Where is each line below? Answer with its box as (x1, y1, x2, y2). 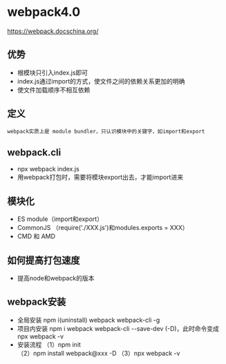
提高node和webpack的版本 (17, 274, 95, 282)
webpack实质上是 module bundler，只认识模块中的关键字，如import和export (7, 128, 205, 135)
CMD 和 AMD (17, 232, 56, 240)
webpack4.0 (7, 4, 81, 20)
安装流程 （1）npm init (17, 340, 82, 349)
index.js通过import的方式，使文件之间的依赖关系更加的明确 (17, 77, 185, 85)
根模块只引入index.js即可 (17, 68, 88, 77)
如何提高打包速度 (7, 254, 80, 266)
